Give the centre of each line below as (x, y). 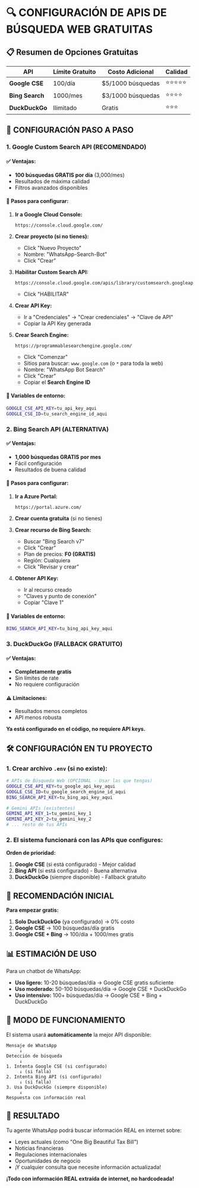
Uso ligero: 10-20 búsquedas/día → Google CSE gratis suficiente (94, 983)
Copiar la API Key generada (57, 323)
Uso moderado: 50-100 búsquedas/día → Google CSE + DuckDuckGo (101, 989)
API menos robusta (38, 718)
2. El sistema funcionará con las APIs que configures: (85, 840)
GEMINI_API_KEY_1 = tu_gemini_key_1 (49, 814)
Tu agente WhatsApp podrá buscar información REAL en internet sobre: (94, 1130)
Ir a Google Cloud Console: (48, 214)
